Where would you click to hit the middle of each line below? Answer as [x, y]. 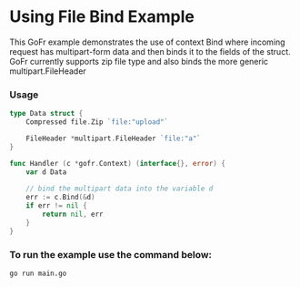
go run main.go [38, 273]
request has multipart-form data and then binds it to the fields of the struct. [150, 51]
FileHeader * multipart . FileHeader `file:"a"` [114, 138]
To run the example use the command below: [110, 254]
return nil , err [73, 214]
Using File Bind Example [102, 17]
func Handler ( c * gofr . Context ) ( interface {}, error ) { [117, 163]
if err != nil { [57, 206]
